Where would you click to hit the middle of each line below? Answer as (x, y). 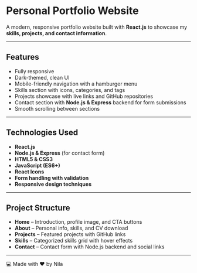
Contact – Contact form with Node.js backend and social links (89, 247)
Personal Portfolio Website (72, 11)
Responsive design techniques (53, 184)
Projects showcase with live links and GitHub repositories (84, 96)
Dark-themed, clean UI (42, 77)
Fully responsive (34, 71)
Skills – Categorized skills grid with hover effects (74, 241)
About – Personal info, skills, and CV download (71, 228)
